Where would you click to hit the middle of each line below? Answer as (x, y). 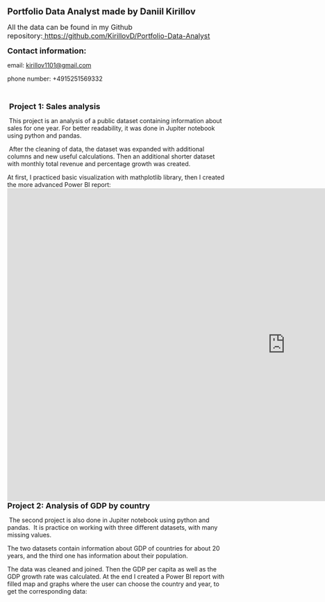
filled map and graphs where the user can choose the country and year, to (114, 584)
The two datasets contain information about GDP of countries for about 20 (114, 548)
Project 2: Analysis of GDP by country (79, 505)
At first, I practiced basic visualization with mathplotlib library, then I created (116, 177)
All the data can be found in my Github (70, 27)
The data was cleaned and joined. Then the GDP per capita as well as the (112, 569)
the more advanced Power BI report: (59, 185)
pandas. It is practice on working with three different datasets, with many (112, 527)
